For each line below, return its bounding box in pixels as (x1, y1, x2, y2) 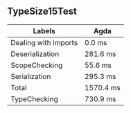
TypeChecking (10, 94, 58, 103)
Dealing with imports (10, 37, 78, 47)
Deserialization (10, 49, 60, 58)
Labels (33, 26, 55, 35)
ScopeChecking (10, 60, 63, 70)
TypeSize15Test (7, 6, 78, 17)
